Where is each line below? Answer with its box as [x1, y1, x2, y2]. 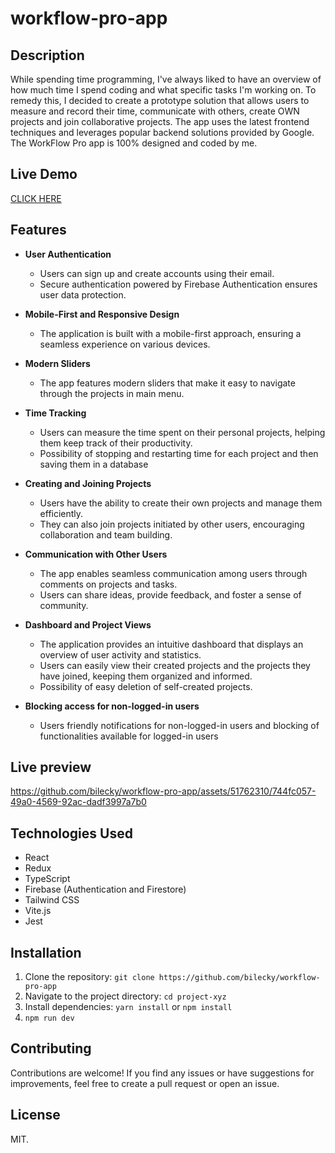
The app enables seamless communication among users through [39, 567, 308, 579]
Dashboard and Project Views [24, 618, 152, 631]
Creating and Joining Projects [24, 477, 152, 489]
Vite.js [24, 905, 52, 917]
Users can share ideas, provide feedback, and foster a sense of [39, 588, 302, 601]
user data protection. [39, 288, 127, 301]
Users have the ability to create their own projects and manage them [39, 497, 323, 509]
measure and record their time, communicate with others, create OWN [10, 105, 300, 117]
